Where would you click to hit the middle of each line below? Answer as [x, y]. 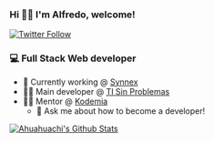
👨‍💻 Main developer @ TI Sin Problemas [96, 91]
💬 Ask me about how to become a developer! [121, 111]
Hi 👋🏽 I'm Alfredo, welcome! [72, 15]
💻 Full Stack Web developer [73, 58]
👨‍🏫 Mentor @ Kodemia [65, 101]
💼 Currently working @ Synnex [80, 82]
